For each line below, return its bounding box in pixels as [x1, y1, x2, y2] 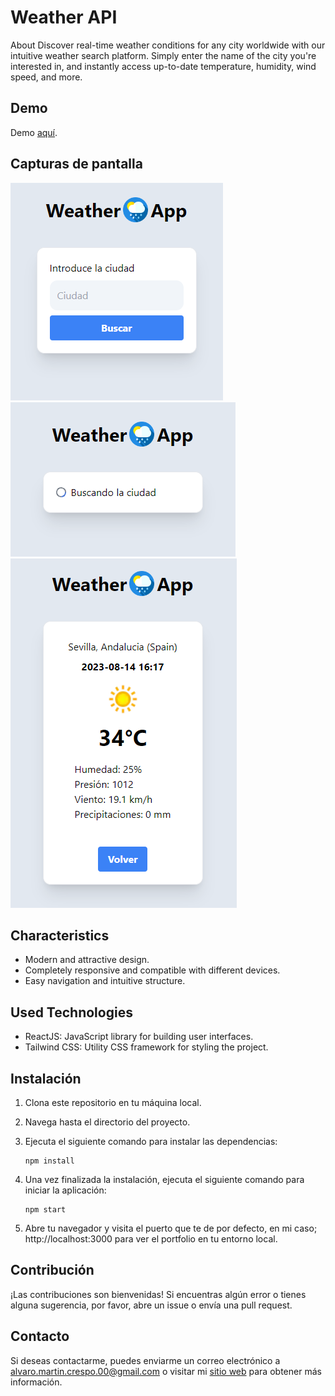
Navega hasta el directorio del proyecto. [24, 1116, 191, 1128]
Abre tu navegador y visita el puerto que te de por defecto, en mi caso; [24, 1222, 318, 1234]
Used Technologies [10, 1004, 133, 1021]
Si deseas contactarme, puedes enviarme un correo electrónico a [10, 1354, 281, 1366]
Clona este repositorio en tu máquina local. [24, 1097, 202, 1108]
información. [10, 1376, 63, 1388]
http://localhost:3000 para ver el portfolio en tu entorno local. [24, 1233, 278, 1245]
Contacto [10, 1328, 70, 1345]
